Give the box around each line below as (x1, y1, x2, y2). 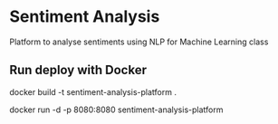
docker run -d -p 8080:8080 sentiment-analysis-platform (9, 104, 224, 115)
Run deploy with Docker (9, 62, 148, 78)
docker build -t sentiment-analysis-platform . (9, 86, 177, 97)
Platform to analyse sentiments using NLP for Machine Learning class (9, 36, 269, 47)
